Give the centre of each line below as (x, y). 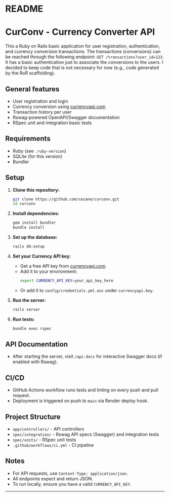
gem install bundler (34, 223)
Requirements (28, 139)
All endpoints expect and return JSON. (53, 478)
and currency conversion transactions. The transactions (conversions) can (83, 52)
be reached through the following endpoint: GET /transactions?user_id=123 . (84, 57)
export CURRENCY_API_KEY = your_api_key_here (67, 280)
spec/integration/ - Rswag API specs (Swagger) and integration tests (86, 434)
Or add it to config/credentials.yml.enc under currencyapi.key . (87, 290)
